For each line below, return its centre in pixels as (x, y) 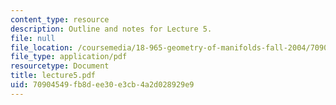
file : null (33, 38)
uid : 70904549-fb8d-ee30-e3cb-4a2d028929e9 (102, 85)
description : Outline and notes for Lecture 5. (111, 29)
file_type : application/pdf (69, 57)
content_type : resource (60, 19)
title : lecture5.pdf (53, 76)
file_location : (42, 47)
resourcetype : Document (60, 66)
